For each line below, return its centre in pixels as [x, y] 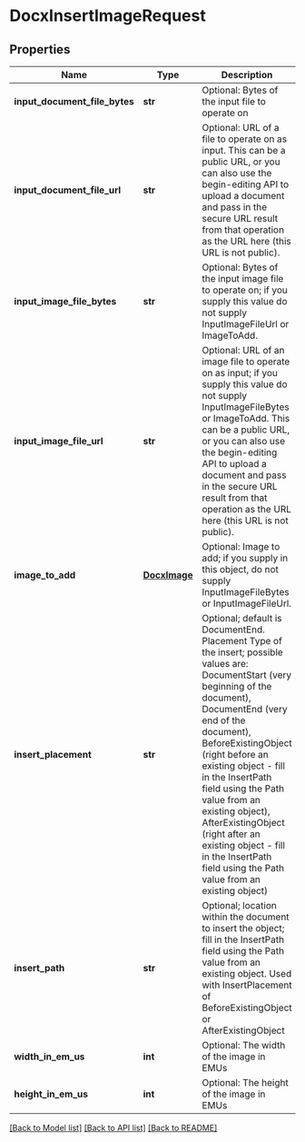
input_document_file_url [68, 190]
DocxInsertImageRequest [108, 16]
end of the [224, 720]
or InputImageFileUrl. [247, 603]
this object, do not [241, 569]
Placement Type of [242, 641]
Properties [40, 50]
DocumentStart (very [247, 675]
